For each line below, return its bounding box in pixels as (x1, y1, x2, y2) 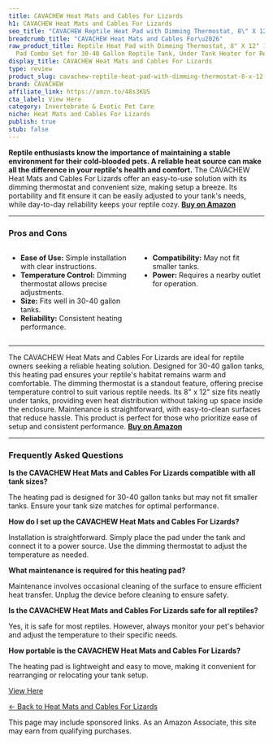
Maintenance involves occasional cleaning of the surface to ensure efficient (8, 581, 262, 591)
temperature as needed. (8, 550, 89, 559)
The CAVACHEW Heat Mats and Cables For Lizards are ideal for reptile (8, 353, 245, 363)
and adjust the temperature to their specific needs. (8, 630, 179, 640)
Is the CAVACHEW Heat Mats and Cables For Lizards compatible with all (8, 468, 256, 478)
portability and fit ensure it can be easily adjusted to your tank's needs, (8, 190, 246, 200)
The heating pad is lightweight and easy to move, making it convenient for (8, 662, 257, 672)
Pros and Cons (8, 227, 67, 238)
